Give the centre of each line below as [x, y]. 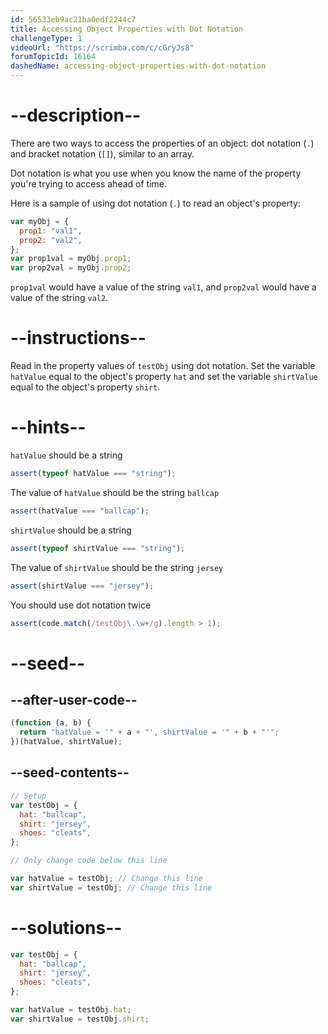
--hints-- [48, 427]
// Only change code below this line [89, 861]
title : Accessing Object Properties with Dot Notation [127, 29]
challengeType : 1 [46, 38]
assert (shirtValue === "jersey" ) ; [82, 586]
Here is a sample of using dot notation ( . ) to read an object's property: [155, 203]
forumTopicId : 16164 [53, 57]
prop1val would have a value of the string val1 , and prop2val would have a [163, 287]
